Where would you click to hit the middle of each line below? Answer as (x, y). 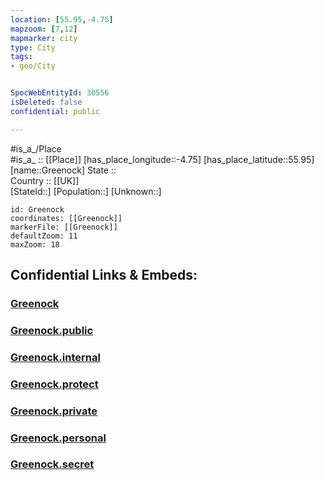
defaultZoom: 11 (44, 236)
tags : (21, 57)
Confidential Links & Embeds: (104, 275)
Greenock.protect (54, 384)
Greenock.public (52, 330)
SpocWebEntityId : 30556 (60, 93)
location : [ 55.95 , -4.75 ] (62, 19)
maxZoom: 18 (35, 244)
